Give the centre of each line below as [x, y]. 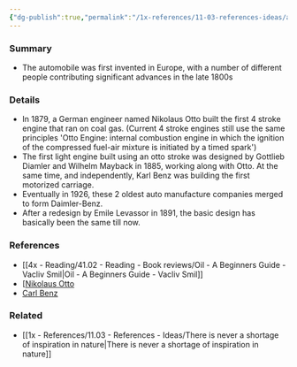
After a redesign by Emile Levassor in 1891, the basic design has [139, 213]
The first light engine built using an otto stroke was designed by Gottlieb [153, 157]
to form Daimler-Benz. [62, 203]
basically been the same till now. [81, 223]
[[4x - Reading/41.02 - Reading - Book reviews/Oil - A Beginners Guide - [154, 264]
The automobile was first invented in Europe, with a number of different [152, 67]
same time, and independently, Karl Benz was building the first [136, 176]
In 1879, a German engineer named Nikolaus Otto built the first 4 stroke [151, 119]
